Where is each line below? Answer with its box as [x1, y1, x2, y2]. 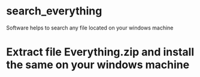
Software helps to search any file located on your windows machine [6, 24, 174, 31]
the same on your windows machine [6, 58, 190, 72]
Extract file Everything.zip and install [6, 45, 195, 59]
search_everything [6, 4, 102, 18]
